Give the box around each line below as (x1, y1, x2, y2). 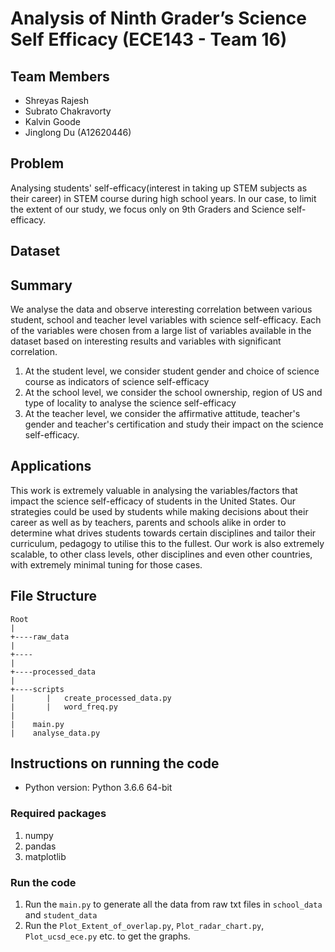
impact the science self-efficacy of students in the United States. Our (10, 495, 297, 507)
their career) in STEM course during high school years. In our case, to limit (10, 192, 317, 204)
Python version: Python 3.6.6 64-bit (24, 782, 173, 794)
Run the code (10, 875, 77, 889)
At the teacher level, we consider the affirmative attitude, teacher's (24, 408, 301, 420)
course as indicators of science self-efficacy (24, 376, 210, 388)
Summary (10, 277, 73, 294)
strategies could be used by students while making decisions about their (10, 505, 309, 517)
